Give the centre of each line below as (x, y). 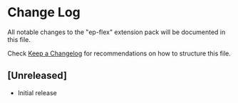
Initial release (37, 92)
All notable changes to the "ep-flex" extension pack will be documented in (117, 32)
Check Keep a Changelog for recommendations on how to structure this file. (119, 53)
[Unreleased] (37, 76)
